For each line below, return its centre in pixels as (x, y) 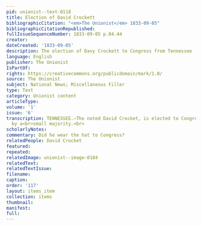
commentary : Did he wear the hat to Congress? (66, 135)
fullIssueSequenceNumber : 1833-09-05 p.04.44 (64, 34)
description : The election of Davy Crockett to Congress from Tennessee (99, 51)
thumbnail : (20, 202)
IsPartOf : (19, 68)
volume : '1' (21, 107)
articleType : (23, 101)
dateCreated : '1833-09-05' (40, 46)
